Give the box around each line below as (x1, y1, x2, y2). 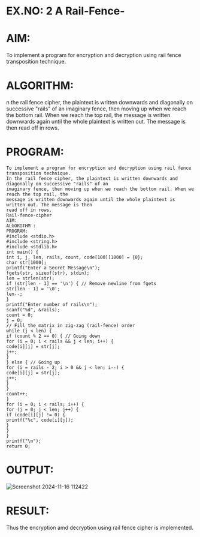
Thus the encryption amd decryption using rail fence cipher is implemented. (6, 524, 193, 531)
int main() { (6, 249, 39, 255)
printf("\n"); (6, 438, 42, 444)
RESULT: (6, 504, 50, 518)
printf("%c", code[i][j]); (6, 417, 74, 423)
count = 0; (6, 312, 34, 318)
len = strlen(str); (6, 275, 55, 281)
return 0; (6, 443, 31, 449)
